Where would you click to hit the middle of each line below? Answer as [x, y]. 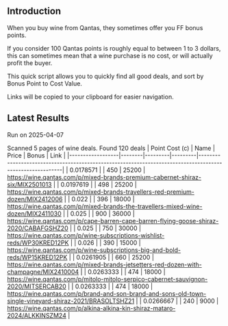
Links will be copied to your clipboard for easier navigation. [90, 97]
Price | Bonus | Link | [37, 155]
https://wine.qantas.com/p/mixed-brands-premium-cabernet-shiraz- [104, 177]
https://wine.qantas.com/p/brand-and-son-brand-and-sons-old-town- [107, 293]
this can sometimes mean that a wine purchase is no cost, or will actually [110, 55]
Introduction [34, 11]
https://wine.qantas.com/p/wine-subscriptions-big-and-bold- [94, 250]
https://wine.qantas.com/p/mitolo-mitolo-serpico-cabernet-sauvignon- [107, 279]
